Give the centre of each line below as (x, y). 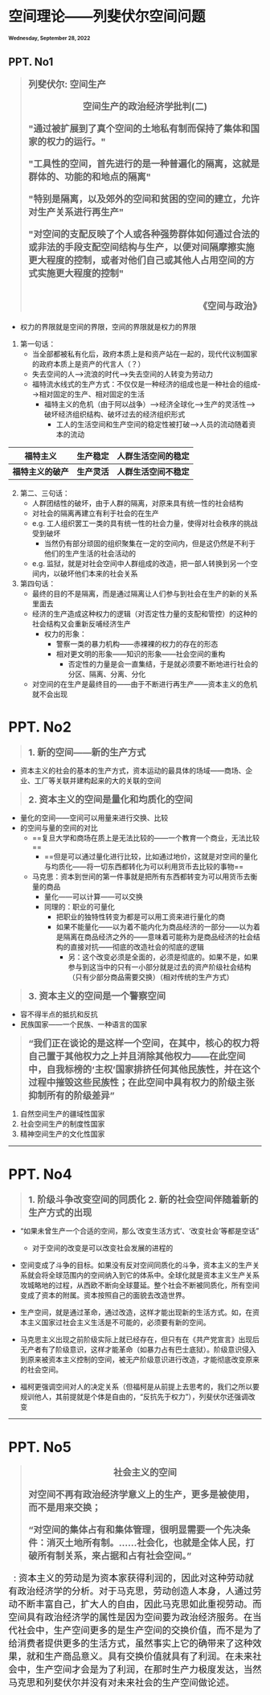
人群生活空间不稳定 (153, 471)
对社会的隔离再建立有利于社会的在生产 (95, 513)
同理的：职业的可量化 (79, 906)
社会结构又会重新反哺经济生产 (81, 623)
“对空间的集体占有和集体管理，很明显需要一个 (125, 1530)
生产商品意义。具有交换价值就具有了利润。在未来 (148, 1656)
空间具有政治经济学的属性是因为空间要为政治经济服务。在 (131, 1617)
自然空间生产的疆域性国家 (62, 1114)
